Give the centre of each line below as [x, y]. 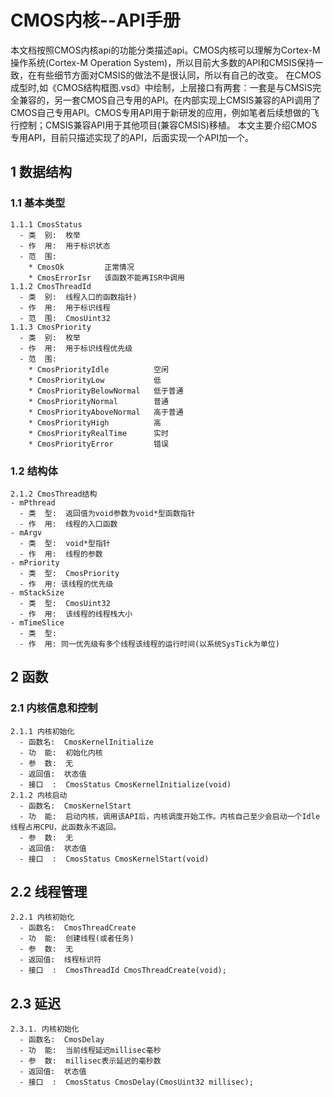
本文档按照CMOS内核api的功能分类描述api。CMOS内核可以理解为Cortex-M [165, 50]
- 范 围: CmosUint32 [65, 318]
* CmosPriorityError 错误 [98, 444]
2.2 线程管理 [49, 892]
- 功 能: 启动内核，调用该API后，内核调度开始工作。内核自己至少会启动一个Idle [170, 816]
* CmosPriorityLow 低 [95, 380]
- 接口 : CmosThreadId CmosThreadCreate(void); [123, 971]
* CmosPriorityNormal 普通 [98, 401]
